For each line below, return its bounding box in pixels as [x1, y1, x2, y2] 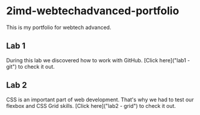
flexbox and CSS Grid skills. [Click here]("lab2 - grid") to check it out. [6, 102, 176, 109]
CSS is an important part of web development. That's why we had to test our [6, 96, 194, 103]
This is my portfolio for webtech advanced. [6, 24, 111, 31]
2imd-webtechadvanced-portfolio [6, 4, 180, 18]
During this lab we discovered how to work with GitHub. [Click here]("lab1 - [6, 56, 190, 63]
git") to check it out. [6, 63, 55, 70]
